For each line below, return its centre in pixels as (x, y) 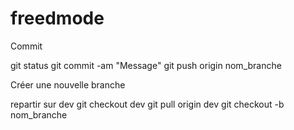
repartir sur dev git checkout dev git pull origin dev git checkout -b (147, 104)
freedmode (57, 18)
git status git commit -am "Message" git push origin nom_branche (146, 65)
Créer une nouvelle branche (68, 84)
